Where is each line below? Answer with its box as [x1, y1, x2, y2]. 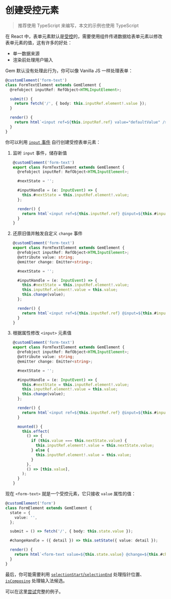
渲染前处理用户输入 [12, 56, 53, 63]
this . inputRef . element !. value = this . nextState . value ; [35, 443, 154, 448]
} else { [31, 448, 50, 453]
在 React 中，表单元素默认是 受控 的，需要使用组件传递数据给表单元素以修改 [5, 33, 163, 39]
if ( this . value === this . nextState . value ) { [31, 438, 127, 443]
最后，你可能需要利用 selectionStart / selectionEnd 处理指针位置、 [5, 571, 145, 577]
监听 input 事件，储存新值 [12, 149, 67, 156]
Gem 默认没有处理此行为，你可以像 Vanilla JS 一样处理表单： [5, 67, 133, 74]
